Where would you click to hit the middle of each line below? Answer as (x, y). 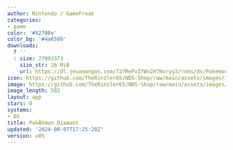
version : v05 (26, 135)
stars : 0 (20, 104)
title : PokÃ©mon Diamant (43, 123)
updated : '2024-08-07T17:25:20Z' (55, 129)
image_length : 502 (34, 91)
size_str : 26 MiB (45, 65)
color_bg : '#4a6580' (37, 39)
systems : (20, 110)
